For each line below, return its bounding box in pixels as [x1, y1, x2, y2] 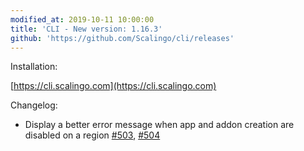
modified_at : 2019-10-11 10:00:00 [10, 14, 155, 25]
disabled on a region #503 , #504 [24, 129, 161, 141]
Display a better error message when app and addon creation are [24, 119, 295, 131]
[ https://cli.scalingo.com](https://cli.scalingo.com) [10, 80, 217, 92]
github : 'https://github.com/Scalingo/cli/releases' [10, 33, 235, 43]
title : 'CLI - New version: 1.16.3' [10, 24, 163, 34]
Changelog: [10, 99, 58, 111]
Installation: [10, 61, 58, 73]
